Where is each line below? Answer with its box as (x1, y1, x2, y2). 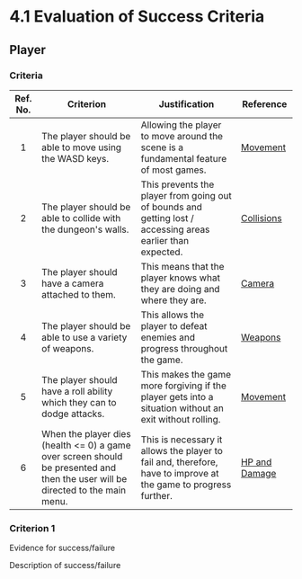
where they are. (140, 294, 207, 307)
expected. (140, 245, 183, 258)
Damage (241, 467, 277, 479)
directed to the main (41, 484, 127, 496)
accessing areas (140, 223, 210, 236)
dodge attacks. (41, 407, 105, 420)
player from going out (140, 189, 232, 201)
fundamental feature (140, 152, 227, 165)
